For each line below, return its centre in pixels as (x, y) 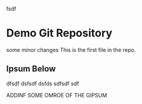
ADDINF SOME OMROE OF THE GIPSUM (57, 95)
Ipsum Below (31, 69)
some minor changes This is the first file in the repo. (71, 50)
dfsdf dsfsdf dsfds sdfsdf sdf (43, 83)
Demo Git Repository (60, 33)
